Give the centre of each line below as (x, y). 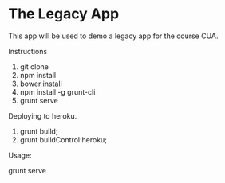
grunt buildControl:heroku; (63, 139)
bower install (41, 84)
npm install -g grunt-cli (57, 91)
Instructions (28, 51)
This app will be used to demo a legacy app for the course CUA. (113, 36)
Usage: (20, 155)
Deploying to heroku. (43, 115)
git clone (34, 66)
